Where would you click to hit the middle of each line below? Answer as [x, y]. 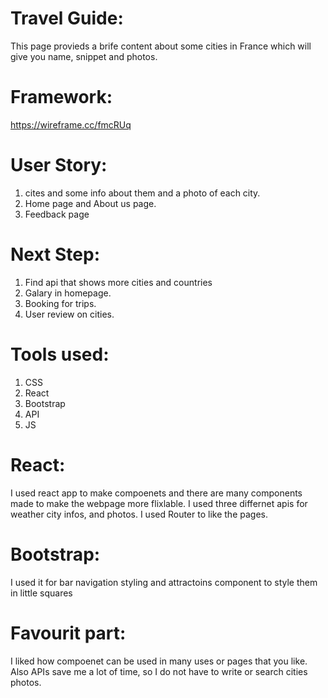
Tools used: [60, 354]
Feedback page [57, 214]
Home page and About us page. [90, 203]
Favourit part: [68, 633]
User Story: [59, 165]
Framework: [61, 97]
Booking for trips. [60, 303]
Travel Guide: [67, 18]
